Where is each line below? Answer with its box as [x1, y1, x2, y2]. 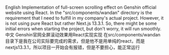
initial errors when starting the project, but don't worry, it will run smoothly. [5, 26, 161, 32]
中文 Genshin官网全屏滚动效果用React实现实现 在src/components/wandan [5, 32, 161, 37]
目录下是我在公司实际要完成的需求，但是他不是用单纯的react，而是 [5, 38, 145, 44]
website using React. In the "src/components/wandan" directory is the [5, 10, 152, 16]
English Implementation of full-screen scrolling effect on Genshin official [5, 5, 156, 10]
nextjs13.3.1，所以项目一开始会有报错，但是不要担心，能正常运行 [5, 44, 141, 50]
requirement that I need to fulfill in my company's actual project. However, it [5, 15, 164, 21]
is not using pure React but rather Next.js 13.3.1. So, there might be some [5, 20, 157, 26]
